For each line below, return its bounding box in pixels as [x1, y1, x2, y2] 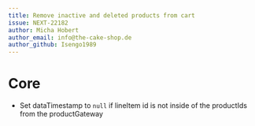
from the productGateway [19, 109, 104, 119]
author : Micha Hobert [8, 26, 79, 34]
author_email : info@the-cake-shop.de [8, 33, 132, 42]
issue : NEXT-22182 [8, 19, 68, 27]
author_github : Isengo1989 [8, 41, 97, 49]
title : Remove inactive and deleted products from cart [8, 11, 195, 20]
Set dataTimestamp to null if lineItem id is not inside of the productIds [19, 101, 248, 110]
